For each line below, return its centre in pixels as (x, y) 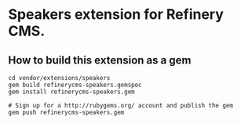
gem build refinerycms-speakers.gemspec (75, 85)
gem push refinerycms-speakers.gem (66, 112)
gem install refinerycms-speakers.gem (71, 92)
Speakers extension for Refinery (116, 15)
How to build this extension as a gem (100, 60)
